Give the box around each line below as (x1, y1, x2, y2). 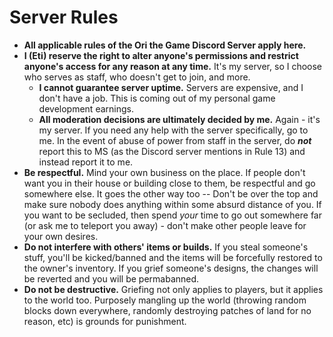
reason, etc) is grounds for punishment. (23, 315, 187, 327)
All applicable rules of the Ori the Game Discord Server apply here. (23, 39, 307, 51)
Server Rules (9, 6, 119, 29)
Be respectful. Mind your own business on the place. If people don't (23, 166, 306, 178)
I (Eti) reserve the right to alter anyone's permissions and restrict (23, 49, 299, 61)
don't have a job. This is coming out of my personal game (38, 92, 276, 104)
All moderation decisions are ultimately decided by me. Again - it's (38, 113, 321, 125)
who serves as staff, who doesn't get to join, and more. (23, 71, 251, 83)
